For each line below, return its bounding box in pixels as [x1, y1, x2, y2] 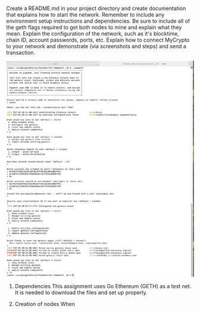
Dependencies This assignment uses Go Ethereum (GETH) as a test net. [14, 282, 192, 289]
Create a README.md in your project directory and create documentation [6, 5, 186, 12]
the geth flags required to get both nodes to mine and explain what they [6, 24, 182, 31]
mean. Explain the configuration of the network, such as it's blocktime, [6, 30, 180, 37]
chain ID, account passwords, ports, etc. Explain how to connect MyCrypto [6, 36, 190, 43]
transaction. [6, 49, 36, 56]
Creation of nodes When [14, 300, 76, 307]
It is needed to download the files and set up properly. [14, 289, 148, 296]
